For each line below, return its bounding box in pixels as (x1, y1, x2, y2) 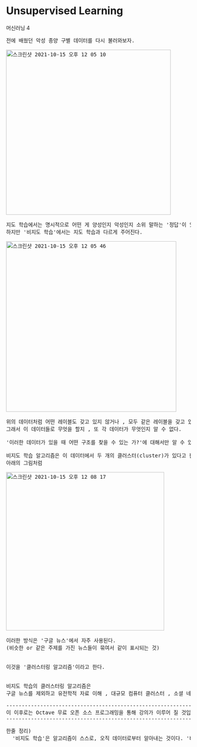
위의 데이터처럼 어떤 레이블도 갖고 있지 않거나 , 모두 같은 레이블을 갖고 (6, 418, 185, 425)
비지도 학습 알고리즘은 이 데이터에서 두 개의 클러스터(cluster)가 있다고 (6, 452, 186, 459)
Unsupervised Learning (6, 4, 124, 18)
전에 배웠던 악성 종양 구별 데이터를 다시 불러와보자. (6, 37, 135, 44)
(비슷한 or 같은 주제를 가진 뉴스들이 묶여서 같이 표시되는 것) (6, 644, 160, 651)
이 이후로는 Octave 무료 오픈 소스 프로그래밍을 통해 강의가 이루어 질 (6, 709, 179, 716)
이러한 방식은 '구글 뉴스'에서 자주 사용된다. (6, 637, 116, 643)
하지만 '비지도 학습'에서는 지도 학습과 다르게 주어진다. (6, 228, 143, 235)
